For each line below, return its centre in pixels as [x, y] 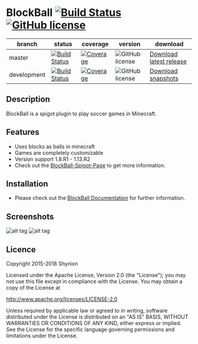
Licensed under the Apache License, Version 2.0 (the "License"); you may [96, 275]
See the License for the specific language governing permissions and [90, 329]
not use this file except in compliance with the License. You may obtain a [94, 281]
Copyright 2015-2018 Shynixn [42, 264]
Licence [21, 249]
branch [27, 44]
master [19, 57]
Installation [27, 184]
